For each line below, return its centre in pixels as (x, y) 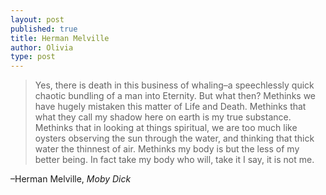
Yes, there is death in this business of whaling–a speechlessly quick (174, 85)
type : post (33, 57)
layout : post (37, 19)
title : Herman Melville (60, 38)
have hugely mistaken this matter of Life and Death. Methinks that (170, 107)
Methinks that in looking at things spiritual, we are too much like (166, 128)
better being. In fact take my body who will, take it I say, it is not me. (174, 160)
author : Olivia (42, 47)
